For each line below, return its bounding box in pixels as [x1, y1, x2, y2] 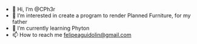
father [12, 18, 27, 25]
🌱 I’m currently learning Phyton [12, 24, 90, 32]
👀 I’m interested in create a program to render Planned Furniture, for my [12, 12, 191, 19]
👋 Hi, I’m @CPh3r [12, 6, 56, 12]
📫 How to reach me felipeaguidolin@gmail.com [12, 32, 132, 38]
